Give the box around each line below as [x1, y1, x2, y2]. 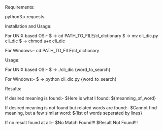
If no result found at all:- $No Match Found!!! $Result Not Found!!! [5, 120, 138, 125]
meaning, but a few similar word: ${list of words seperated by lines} [5, 110, 143, 116]
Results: [5, 86, 22, 92]
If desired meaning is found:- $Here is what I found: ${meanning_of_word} [5, 96, 156, 101]
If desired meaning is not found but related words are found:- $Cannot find [5, 105, 157, 110]
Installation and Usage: [5, 23, 52, 29]
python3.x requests [5, 14, 45, 19]
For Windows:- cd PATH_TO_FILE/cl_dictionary [5, 48, 99, 53]
